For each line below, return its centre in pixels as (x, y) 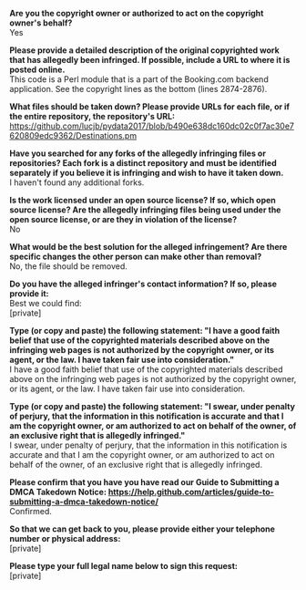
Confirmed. (31, 511)
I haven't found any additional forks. (77, 182)
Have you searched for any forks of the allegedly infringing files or (138, 153)
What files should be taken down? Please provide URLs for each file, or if (149, 107)
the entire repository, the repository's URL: (92, 116)
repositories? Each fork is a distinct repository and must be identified (143, 163)
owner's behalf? (41, 23)
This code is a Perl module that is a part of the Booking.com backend (139, 79)
